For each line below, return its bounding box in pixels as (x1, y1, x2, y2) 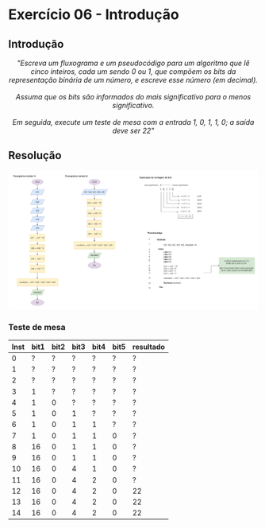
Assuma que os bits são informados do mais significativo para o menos (15, 92, 252, 101)
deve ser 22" (112, 126, 155, 135)
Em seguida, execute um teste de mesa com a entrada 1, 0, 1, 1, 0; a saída (12, 118, 255, 126)
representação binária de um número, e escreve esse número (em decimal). (9, 76, 258, 84)
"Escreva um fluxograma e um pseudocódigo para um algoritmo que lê (17, 58, 250, 68)
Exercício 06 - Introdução (8, 6, 180, 24)
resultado (132, 342, 165, 351)
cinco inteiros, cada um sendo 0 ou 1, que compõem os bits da (30, 67, 236, 76)
